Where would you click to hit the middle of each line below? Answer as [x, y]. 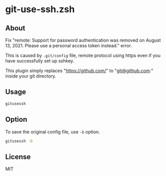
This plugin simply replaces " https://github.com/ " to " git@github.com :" [79, 71]
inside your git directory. [31, 76]
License [18, 156]
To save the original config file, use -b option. [53, 132]
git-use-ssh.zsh [40, 9]
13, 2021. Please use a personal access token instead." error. [69, 46]
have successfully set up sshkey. [40, 61]
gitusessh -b [19, 141]
